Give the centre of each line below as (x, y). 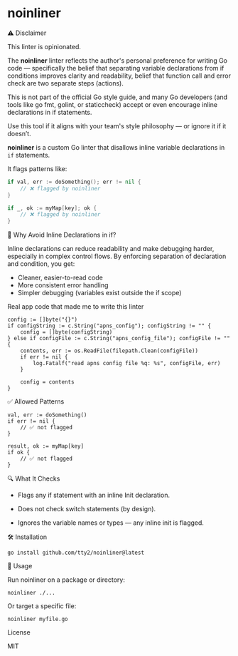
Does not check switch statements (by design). (87, 509)
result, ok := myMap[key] (45, 446)
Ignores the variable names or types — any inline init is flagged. (111, 523)
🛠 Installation (27, 537)
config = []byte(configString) (66, 332)
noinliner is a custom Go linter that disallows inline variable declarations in (116, 147)
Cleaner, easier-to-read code (60, 278)
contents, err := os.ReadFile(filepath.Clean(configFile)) (109, 351)
